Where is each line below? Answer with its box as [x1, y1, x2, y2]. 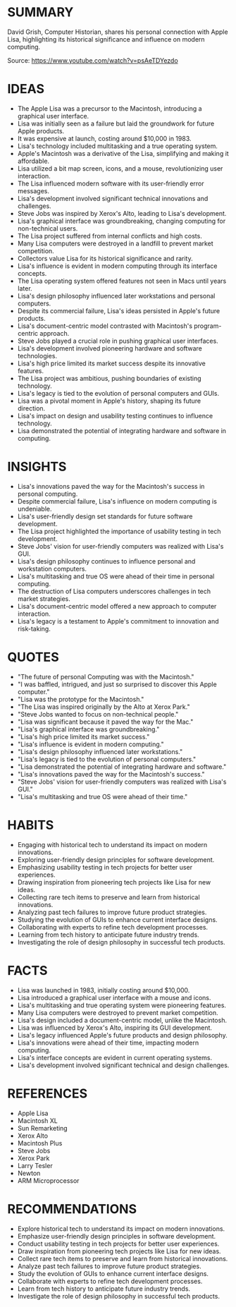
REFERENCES [7, 1086, 88, 1101]
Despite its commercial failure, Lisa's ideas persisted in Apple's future [17, 306, 221, 315]
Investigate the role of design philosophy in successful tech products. [17, 1291, 221, 1300]
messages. [17, 186, 50, 195]
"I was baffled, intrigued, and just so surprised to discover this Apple [17, 680, 217, 688]
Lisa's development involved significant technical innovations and [17, 194, 209, 202]
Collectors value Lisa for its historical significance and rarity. [17, 254, 193, 262]
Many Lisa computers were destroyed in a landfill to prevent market [17, 239, 213, 248]
